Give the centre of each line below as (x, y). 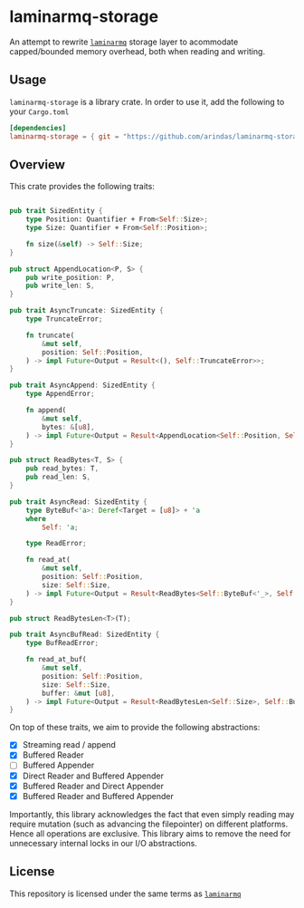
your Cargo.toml (39, 111)
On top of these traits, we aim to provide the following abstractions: (135, 728)
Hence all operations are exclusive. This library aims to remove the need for (150, 833)
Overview (38, 164)
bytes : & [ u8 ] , (68, 427)
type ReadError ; (57, 544)
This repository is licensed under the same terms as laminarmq (125, 894)
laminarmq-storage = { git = (64, 136)
